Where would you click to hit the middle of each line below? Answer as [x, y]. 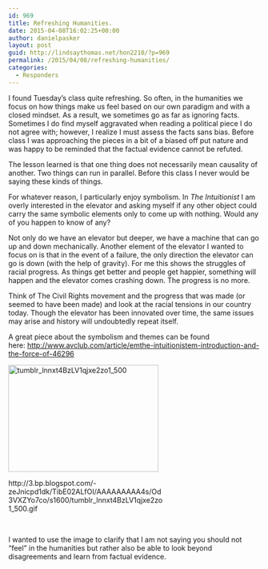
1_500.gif [23, 508]
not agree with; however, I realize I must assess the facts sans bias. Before [131, 132]
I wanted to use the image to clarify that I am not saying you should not [125, 539]
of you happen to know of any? [60, 222]
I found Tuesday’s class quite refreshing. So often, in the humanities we [126, 97]
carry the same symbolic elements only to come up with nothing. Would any [133, 213]
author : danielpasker [44, 38]
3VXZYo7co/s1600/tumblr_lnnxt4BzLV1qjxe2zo [86, 499]
